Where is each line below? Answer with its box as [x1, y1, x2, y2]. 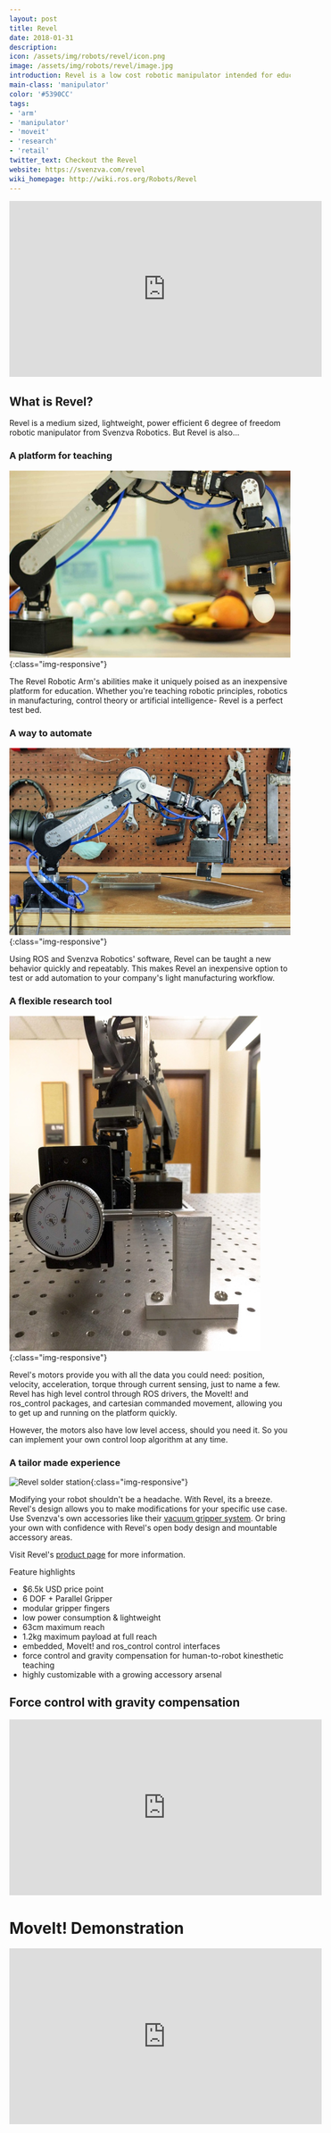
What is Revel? [9, 394, 94, 409]
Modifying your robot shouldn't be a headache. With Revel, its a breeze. [9, 1494, 273, 1505]
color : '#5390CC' [9, 89, 74, 98]
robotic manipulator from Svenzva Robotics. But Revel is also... [9, 427, 240, 438]
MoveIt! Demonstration [9, 1919, 185, 1938]
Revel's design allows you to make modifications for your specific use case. [9, 1503, 288, 1514]
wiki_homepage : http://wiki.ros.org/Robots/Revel [9, 174, 198, 183]
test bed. [9, 705, 42, 715]
